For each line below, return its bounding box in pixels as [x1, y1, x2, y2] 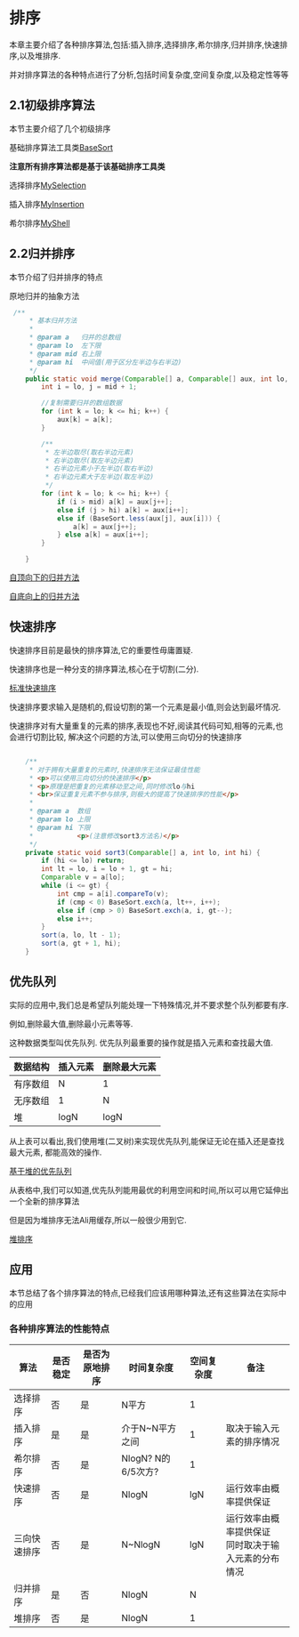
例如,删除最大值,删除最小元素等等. [9, 1018, 133, 1028]
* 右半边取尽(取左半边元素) [44, 456, 134, 465]
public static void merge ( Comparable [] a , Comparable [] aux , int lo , [25, 375, 289, 383]
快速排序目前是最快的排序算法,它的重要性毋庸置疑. [9, 644, 194, 655]
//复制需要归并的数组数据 [41, 399, 123, 407]
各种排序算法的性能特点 [9, 1323, 109, 1335]
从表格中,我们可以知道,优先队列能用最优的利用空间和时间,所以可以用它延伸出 [9, 1184, 289, 1195]
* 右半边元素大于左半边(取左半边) [44, 472, 154, 481]
